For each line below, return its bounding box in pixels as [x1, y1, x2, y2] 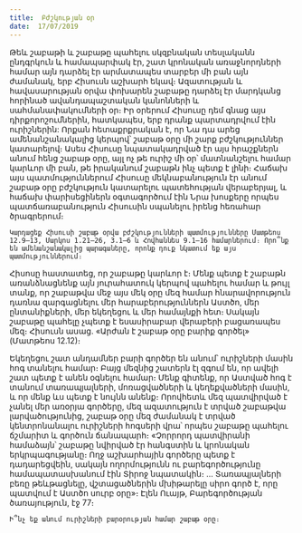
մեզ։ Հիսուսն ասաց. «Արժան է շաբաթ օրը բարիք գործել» [9, 325, 250, 336]
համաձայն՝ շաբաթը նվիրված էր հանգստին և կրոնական [9, 439, 250, 450]
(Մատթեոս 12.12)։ [9, 334, 81, 345]
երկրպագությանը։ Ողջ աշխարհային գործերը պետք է [9, 449, 236, 460]
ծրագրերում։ [9, 210, 64, 221]
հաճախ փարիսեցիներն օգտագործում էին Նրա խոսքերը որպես [9, 191, 279, 202]
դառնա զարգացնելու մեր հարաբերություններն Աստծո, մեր [9, 296, 260, 307]
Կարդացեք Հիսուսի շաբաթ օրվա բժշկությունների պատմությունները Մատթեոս [9, 228, 281, 237]
